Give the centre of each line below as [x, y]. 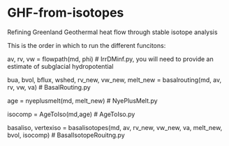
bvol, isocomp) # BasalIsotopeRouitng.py [66, 135]
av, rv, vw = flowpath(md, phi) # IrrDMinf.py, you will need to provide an [111, 59]
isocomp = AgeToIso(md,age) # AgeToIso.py [71, 114]
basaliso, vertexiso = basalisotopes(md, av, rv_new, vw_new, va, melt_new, [115, 127]
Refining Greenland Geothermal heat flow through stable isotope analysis [112, 32]
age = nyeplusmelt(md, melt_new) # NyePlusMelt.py [83, 100]
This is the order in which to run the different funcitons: [87, 45]
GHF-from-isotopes [66, 13]
